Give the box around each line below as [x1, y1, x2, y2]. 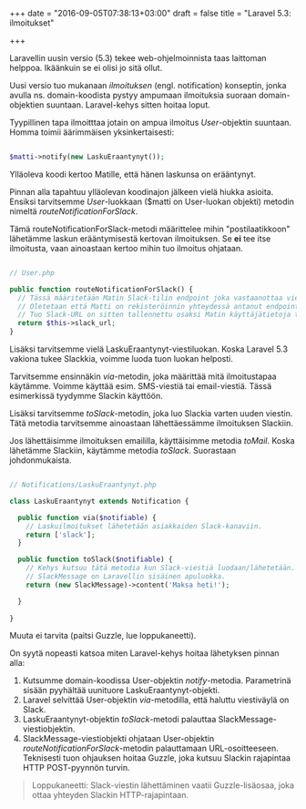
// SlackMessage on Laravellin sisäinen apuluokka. [25, 572, 226, 581]
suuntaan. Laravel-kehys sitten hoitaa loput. [46, 99, 211, 110]
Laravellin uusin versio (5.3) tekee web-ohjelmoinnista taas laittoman [9, 53, 267, 63]
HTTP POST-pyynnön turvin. [22, 763, 130, 773]
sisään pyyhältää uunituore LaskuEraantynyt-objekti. [22, 685, 220, 696]
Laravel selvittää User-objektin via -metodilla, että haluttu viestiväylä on [22, 694, 290, 705]
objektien [9, 99, 45, 110]
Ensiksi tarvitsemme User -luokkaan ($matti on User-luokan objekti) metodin [9, 196, 294, 207]
